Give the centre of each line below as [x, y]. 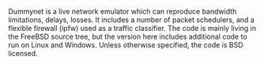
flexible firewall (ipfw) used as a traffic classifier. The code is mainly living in [132, 28]
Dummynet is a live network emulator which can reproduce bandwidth [123, 11]
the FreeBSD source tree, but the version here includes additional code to [128, 36]
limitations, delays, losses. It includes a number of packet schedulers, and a [131, 20]
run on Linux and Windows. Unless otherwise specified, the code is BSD [126, 45]
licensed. [23, 53]
